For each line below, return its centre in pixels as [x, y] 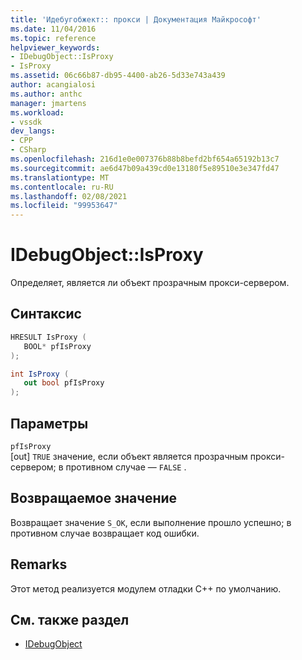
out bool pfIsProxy [64, 383]
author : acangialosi [53, 85]
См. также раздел [70, 619]
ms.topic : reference [53, 38]
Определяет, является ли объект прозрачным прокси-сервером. [150, 283]
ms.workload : [37, 112]
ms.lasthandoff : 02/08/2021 [69, 196]
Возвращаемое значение [94, 498]
